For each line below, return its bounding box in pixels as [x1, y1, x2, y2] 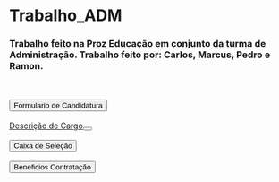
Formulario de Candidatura [13, 100, 103, 110]
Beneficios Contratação [13, 162, 91, 172]
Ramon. [9, 60, 44, 73]
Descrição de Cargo [9, 120, 83, 131]
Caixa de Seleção [13, 141, 73, 151]
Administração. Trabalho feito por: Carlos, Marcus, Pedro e [9, 48, 271, 61]
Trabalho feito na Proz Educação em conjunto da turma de [9, 38, 266, 50]
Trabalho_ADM [9, 5, 123, 26]
